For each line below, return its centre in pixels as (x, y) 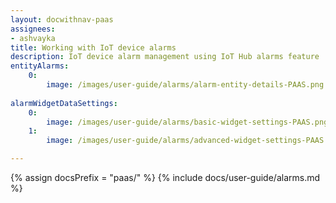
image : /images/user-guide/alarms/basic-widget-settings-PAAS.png (187, 122)
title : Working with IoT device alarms (93, 47)
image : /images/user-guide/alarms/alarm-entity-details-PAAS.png (185, 85)
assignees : (33, 29)
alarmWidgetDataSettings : (64, 103)
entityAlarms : (40, 66)
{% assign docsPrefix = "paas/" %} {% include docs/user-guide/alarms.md (165, 177)
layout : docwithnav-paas (62, 19)
